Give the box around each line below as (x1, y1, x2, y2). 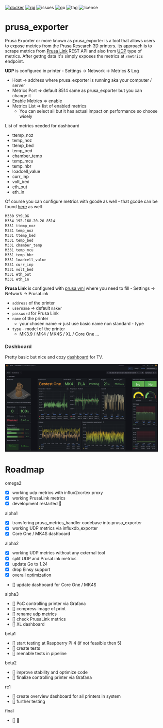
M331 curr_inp (5, 262, 34, 267)
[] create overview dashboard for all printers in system (12, 693, 121, 699)
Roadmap (5, 464, 45, 475)
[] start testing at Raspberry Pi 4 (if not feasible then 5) (12, 640, 122, 646)
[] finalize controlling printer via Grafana (12, 674, 92, 680)
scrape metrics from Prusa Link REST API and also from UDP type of (5, 48, 142, 53)
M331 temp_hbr (5, 252, 34, 257)
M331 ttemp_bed (5, 233, 36, 238)
